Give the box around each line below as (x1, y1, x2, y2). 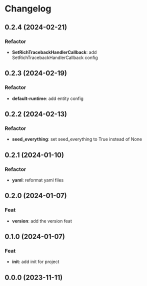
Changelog (4, 3, 51, 14)
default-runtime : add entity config (11, 95, 83, 101)
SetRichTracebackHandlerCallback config (11, 54, 98, 60)
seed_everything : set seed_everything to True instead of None (11, 136, 142, 142)
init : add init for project (11, 258, 59, 265)
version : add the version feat (11, 218, 72, 224)
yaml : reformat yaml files (11, 177, 64, 183)
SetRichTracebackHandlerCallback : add (11, 49, 97, 55)
